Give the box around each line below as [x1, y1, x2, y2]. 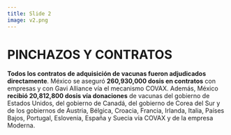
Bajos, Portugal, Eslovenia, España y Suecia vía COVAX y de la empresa [7, 114, 214, 122]
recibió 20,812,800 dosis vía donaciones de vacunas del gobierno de [7, 92, 210, 100]
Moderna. [7, 121, 36, 129]
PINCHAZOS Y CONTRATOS [7, 47, 172, 63]
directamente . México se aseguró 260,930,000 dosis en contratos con [7, 77, 216, 86]
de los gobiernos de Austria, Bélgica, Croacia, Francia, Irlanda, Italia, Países [7, 106, 225, 115]
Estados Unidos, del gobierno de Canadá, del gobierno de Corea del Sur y [7, 99, 221, 108]
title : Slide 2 [7, 10, 52, 17]
